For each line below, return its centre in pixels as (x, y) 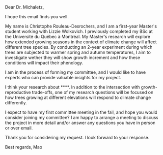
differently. (16, 103)
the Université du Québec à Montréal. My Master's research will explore (78, 37)
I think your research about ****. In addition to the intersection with (73, 87)
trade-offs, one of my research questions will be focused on (93, 92)
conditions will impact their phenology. (44, 63)
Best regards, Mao (24, 147)
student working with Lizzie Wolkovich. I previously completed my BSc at (79, 31)
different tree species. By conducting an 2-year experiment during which (79, 47)
